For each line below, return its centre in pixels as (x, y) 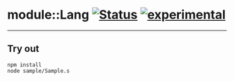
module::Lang (48, 15)
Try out (23, 49)
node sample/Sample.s (39, 71)
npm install (24, 65)
